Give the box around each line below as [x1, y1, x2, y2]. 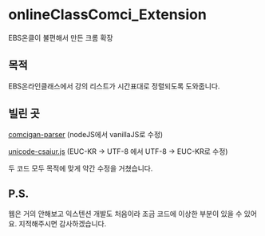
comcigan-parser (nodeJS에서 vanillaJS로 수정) [8, 129, 164, 139]
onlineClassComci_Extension [8, 6, 208, 24]
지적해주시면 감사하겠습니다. [18, 219, 107, 229]
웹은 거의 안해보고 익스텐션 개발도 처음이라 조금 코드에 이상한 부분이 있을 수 [8, 209, 243, 218]
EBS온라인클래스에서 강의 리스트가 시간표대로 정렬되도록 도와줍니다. [8, 81, 220, 91]
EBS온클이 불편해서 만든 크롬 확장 [8, 33, 113, 42]
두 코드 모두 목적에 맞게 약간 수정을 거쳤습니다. [8, 163, 153, 173]
